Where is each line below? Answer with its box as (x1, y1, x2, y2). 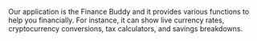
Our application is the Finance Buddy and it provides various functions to (8, 7, 250, 16)
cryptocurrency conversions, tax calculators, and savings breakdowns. (8, 24, 243, 33)
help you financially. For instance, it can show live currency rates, (8, 15, 225, 25)
